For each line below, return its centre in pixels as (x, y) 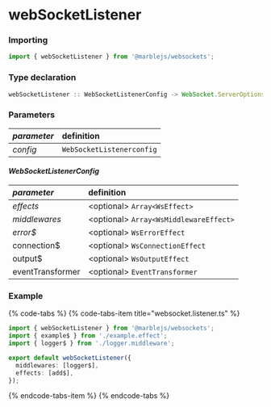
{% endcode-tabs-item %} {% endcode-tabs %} (89, 396)
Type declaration (42, 78)
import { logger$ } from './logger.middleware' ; (92, 344)
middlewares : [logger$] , (57, 365)
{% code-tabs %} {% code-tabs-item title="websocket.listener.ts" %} (124, 313)
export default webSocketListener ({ (70, 358)
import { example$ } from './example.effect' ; (88, 336)
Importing (28, 40)
